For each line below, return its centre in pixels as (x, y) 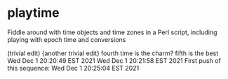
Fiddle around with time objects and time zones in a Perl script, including (112, 32)
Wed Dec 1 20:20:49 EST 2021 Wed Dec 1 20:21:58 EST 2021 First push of (114, 60)
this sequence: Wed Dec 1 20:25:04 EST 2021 (73, 68)
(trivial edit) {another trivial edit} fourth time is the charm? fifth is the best (113, 53)
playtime (33, 13)
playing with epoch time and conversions (67, 39)
